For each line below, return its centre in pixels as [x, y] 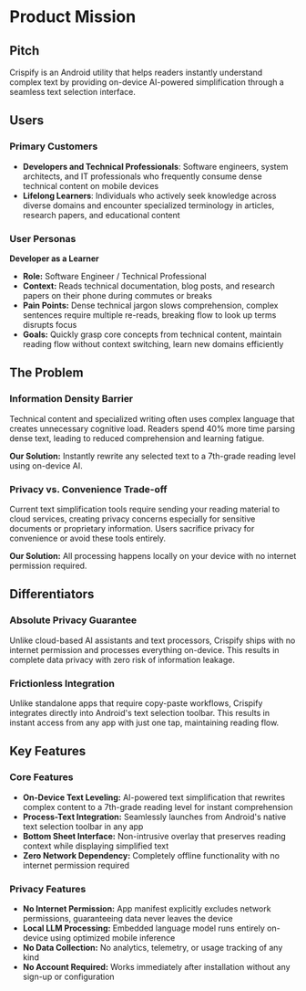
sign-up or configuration [69, 976]
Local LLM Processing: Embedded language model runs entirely [144, 928]
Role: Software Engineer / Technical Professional [114, 276]
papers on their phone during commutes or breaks [117, 295]
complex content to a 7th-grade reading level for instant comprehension [158, 807]
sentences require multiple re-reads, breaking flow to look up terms [149, 315]
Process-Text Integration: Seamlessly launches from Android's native [154, 817]
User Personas [43, 238]
